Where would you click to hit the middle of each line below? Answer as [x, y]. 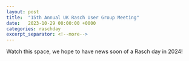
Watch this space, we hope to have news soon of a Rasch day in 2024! [94, 51]
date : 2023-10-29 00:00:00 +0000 [51, 23]
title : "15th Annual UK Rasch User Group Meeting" [73, 18]
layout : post [23, 12]
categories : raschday [34, 29]
